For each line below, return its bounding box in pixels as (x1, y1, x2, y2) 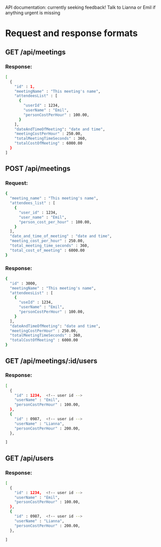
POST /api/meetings (5, 164, 71, 173)
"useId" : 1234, (18, 300, 53, 305)
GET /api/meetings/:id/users (5, 356, 98, 365)
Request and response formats (5, 27, 138, 39)
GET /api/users (5, 454, 54, 463)
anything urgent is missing (5, 10, 61, 16)
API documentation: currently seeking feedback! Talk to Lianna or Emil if (5, 5, 156, 10)
